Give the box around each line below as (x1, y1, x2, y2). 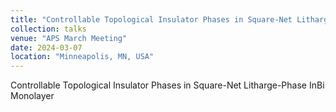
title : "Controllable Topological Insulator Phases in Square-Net (10, 14, 293, 25)
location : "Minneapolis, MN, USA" (10, 52, 155, 62)
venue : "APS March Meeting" (10, 33, 128, 43)
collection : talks (10, 24, 87, 34)
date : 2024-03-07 (10, 42, 83, 53)
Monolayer (10, 90, 55, 102)
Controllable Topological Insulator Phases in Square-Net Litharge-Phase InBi (10, 79, 325, 91)
